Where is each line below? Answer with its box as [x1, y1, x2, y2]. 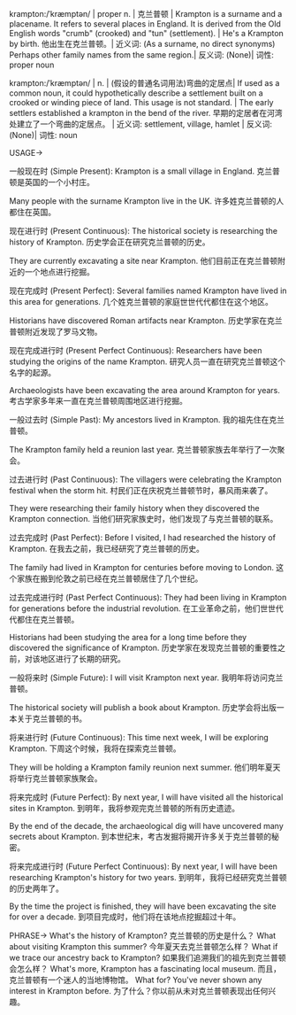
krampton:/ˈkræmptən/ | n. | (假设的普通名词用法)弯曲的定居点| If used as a [9, 78, 280, 88]
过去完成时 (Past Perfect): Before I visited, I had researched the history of [9, 532, 277, 543]
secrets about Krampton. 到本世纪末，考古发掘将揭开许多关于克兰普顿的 [9, 832, 272, 841]
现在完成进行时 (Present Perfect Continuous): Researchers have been [9, 345, 262, 355]
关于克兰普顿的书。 [16, 713, 87, 724]
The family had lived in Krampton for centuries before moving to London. [9, 562, 274, 572]
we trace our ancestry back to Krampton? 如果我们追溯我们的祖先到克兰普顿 [9, 952, 287, 963]
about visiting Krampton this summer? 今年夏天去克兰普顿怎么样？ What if [9, 941, 278, 951]
